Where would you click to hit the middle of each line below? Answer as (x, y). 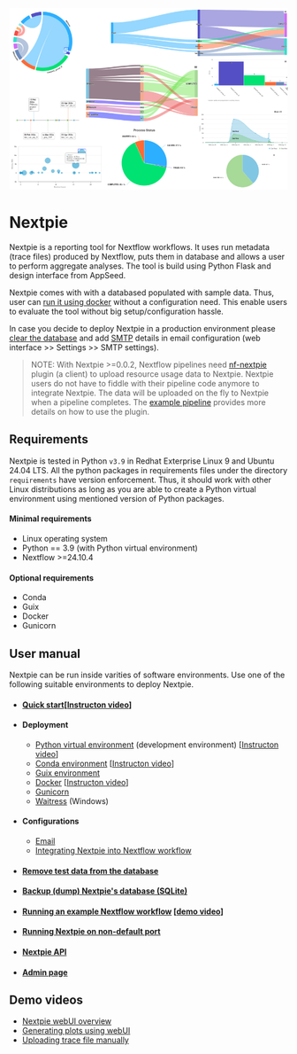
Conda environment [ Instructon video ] (105, 763)
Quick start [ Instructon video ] (77, 705)
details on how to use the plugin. (90, 411)
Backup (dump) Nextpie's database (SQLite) (105, 891)
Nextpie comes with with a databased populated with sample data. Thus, (142, 293)
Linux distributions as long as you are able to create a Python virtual (133, 489)
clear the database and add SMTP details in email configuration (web (135, 338)
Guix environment (67, 773)
